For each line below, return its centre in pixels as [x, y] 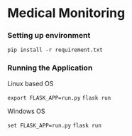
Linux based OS [31, 83]
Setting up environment [49, 36]
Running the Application [50, 68]
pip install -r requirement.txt [55, 50]
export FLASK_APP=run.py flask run [59, 98]
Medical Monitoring [66, 13]
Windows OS [26, 111]
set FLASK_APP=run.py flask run [54, 125]
